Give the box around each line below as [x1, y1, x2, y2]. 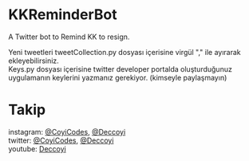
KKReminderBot [8, 6, 117, 24]
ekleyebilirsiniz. [8, 56, 60, 65]
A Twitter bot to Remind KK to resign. [8, 32, 130, 41]
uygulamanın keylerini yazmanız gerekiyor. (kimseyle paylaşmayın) [8, 73, 227, 82]
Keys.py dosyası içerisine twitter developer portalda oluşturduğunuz [8, 64, 233, 73]
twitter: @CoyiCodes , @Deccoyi [8, 135, 114, 145]
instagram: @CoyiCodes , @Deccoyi [8, 127, 126, 136]
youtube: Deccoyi [8, 143, 66, 153]
